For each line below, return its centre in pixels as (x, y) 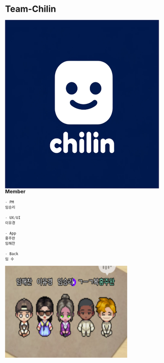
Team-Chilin (31, 9)
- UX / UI (13, 218)
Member (15, 191)
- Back (12, 254)
